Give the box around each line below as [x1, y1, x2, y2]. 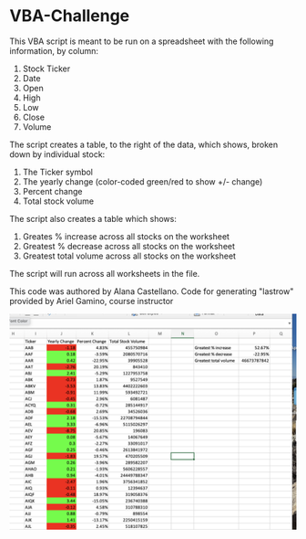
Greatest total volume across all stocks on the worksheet [22, 250, 237, 261]
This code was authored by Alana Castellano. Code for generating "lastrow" [9, 285, 294, 297]
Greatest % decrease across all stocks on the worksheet [22, 240, 235, 251]
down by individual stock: [9, 148, 106, 160]
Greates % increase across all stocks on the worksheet [22, 230, 230, 242]
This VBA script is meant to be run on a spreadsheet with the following [9, 36, 274, 47]
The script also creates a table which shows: [9, 213, 178, 224]
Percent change [22, 185, 83, 196]
